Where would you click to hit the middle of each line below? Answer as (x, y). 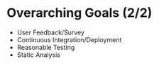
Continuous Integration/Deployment (69, 39)
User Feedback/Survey (50, 32)
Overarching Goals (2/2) (79, 13)
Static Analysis (39, 55)
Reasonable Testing (46, 47)
